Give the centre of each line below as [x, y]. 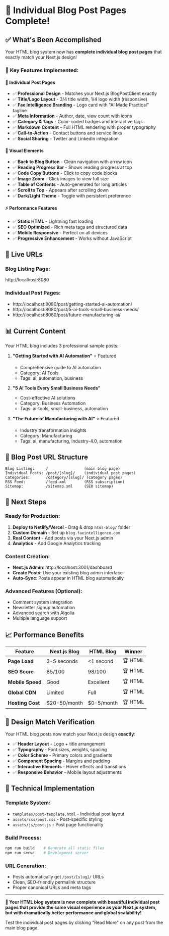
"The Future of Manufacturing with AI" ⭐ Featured [66, 419]
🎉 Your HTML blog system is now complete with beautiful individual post [82, 902]
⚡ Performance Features [31, 208]
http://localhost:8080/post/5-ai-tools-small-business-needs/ [76, 309]
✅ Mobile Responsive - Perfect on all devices [60, 232]
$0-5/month [103, 703]
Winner [133, 652]
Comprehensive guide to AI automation [61, 368]
